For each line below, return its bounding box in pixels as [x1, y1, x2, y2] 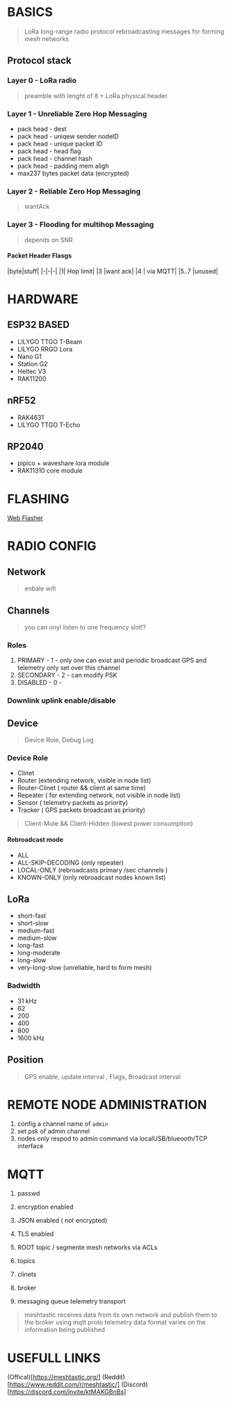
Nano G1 [17, 352, 42, 361]
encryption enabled [17, 1202, 74, 1212]
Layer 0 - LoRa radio [7, 76, 77, 86]
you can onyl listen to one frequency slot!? [24, 623, 146, 632]
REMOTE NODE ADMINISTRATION [7, 1097, 207, 1113]
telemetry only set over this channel [17, 664, 120, 672]
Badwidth [7, 981, 40, 991]
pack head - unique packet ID [17, 139, 103, 148]
